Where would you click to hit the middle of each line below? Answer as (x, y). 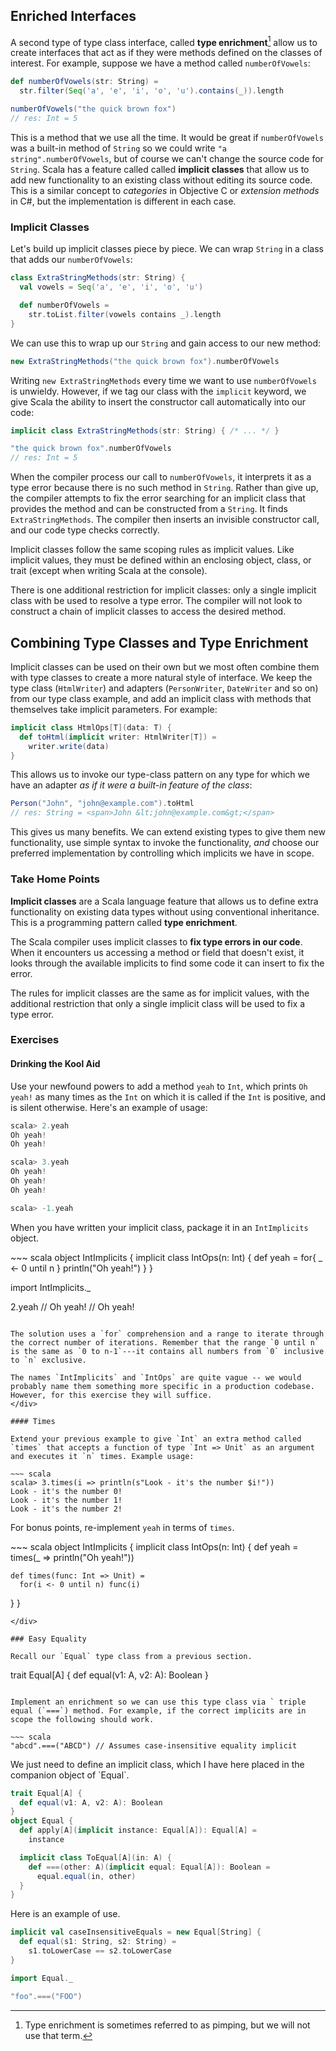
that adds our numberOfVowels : (71, 260)
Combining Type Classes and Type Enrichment (159, 642)
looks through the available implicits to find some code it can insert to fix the (167, 963)
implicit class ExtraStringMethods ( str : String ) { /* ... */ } (145, 430)
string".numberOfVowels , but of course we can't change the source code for (167, 158)
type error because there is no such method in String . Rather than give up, (164, 488)
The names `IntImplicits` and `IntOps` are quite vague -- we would (156, 1377)
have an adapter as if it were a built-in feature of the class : (131, 785)
